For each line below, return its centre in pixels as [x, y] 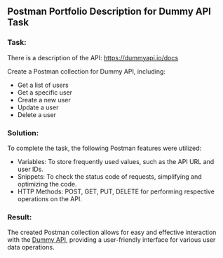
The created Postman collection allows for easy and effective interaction [112, 232]
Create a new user [44, 100]
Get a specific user [45, 92]
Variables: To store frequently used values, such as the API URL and [116, 161]
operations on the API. [49, 198]
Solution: [23, 133]
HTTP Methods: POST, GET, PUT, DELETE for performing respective [116, 191]
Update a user [38, 107]
